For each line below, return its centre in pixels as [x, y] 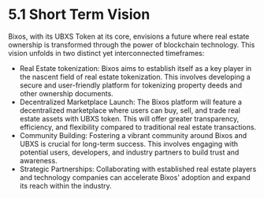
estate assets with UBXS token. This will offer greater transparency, [129, 118]
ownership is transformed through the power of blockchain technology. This [132, 44]
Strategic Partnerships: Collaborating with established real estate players [138, 169]
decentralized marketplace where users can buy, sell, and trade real [130, 110]
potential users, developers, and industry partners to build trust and [129, 152]
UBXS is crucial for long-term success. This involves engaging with [129, 144]
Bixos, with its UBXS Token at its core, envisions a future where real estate [129, 36]
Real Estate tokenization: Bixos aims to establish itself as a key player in [136, 68]
